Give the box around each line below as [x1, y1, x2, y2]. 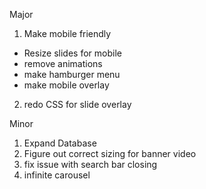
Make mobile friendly [23, 28, 112, 39]
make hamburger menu [23, 69, 121, 80]
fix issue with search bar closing [23, 159, 158, 170]
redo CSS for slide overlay [23, 99, 132, 110]
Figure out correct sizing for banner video [23, 148, 197, 159]
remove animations [23, 58, 103, 69]
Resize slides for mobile [23, 47, 122, 59]
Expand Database [23, 137, 97, 149]
